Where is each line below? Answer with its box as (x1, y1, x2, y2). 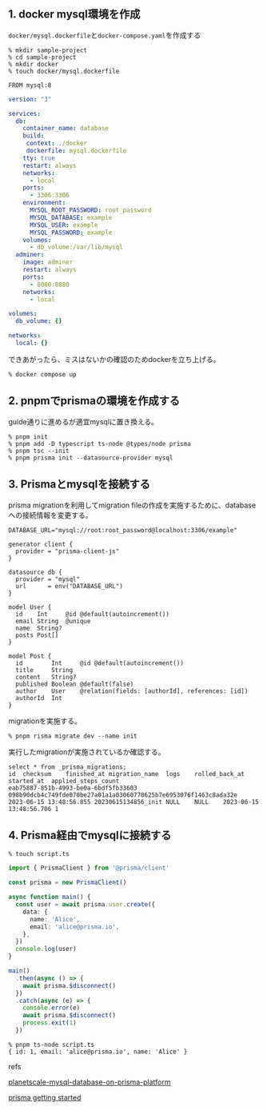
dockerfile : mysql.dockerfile (26, 147, 127, 155)
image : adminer (22, 258, 74, 266)
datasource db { (8, 568, 62, 576)
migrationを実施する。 (8, 716, 82, 726)
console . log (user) (15, 945, 78, 953)
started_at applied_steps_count (8, 777, 120, 785)
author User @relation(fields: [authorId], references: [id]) (15, 686, 249, 695)
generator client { (8, 540, 74, 548)
